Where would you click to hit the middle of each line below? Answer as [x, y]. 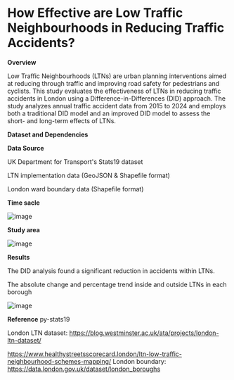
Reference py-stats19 [39, 319]
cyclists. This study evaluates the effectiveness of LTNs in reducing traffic [114, 91]
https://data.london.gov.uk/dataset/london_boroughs [84, 369]
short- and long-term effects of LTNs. [61, 120]
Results [19, 257]
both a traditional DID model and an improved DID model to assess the [109, 113]
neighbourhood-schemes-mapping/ [59, 361]
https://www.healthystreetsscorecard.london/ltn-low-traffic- [95, 354]
